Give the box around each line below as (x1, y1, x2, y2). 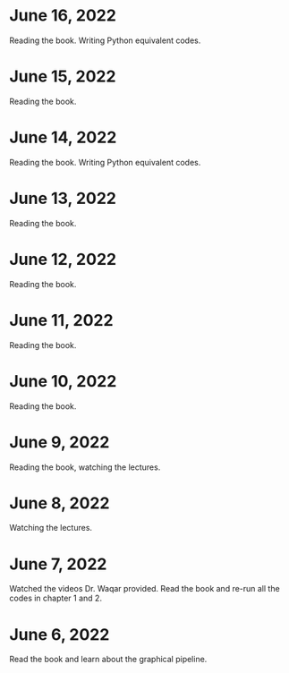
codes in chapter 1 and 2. (9, 592, 103, 604)
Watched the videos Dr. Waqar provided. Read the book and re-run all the (9, 584, 280, 594)
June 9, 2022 (9, 431, 110, 452)
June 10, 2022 (9, 371, 117, 391)
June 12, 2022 (9, 249, 117, 269)
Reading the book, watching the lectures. (9, 462, 161, 473)
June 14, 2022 (9, 127, 117, 148)
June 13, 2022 (9, 189, 117, 209)
